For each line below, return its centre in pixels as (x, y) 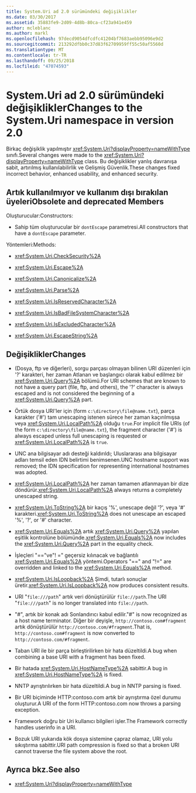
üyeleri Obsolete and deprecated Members (85, 201)
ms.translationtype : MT (35, 50)
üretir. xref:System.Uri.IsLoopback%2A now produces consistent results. (102, 585)
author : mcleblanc (28, 28)
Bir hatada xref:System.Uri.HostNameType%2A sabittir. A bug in (91, 668)
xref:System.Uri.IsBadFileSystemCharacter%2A (72, 313)
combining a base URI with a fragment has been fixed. (80, 657)
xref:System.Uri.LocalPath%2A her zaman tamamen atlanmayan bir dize (102, 483)
